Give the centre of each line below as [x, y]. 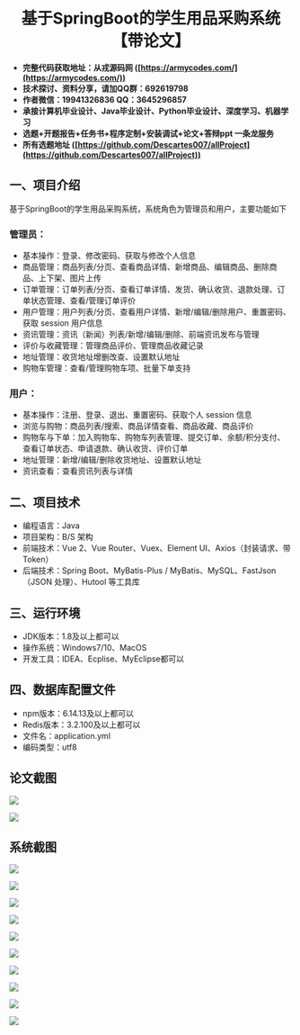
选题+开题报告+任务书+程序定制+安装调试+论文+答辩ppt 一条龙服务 [148, 133]
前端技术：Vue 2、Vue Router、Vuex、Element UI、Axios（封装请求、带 [157, 548]
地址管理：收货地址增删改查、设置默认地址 [101, 357]
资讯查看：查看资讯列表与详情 [77, 471]
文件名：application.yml [66, 735]
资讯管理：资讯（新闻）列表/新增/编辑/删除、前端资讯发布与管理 [141, 335]
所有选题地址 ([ [50, 144]
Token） [38, 560]
